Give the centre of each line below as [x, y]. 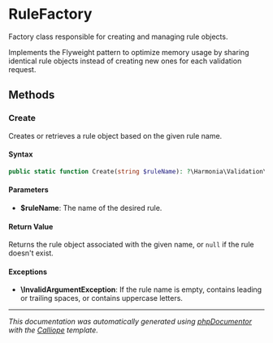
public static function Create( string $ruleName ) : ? [100, 171]
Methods [32, 95]
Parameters [28, 190]
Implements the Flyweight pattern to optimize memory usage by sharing [129, 52]
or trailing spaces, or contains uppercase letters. [101, 298]
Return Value [31, 226]
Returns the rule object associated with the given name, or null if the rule [131, 245]
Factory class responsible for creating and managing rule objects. [118, 36]
